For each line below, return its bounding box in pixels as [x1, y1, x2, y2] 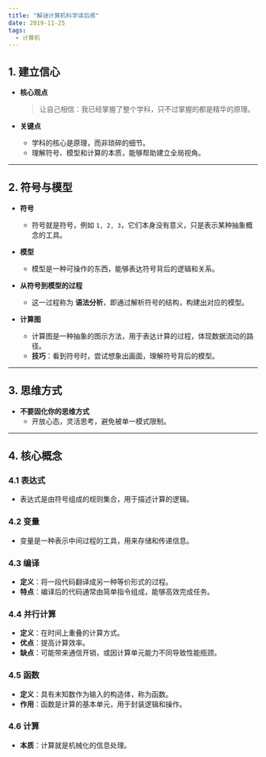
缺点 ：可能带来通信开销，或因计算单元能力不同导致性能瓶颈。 [19, 648, 222, 658]
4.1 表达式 [8, 475, 46, 486]
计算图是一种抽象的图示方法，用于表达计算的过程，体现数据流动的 [31, 331, 247, 341]
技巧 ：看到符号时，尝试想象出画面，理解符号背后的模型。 [31, 350, 219, 361]
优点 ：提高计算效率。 [19, 638, 89, 648]
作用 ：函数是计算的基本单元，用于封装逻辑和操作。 [19, 699, 187, 709]
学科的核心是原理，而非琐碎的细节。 [31, 138, 150, 147]
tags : [8, 26, 26, 34]
